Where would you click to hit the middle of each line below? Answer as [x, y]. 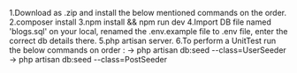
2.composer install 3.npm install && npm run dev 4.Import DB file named [140, 22]
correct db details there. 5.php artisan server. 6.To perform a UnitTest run [143, 40]
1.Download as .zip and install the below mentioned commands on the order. [148, 13]
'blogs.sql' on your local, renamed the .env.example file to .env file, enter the [148, 31]
